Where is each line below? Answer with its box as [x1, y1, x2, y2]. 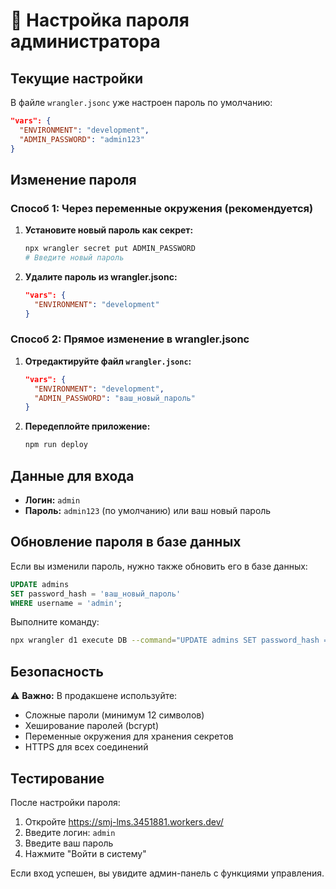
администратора [10, 30, 161, 53]
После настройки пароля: [10, 796, 121, 808]
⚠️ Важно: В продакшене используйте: [10, 690, 178, 702]
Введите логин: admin [24, 826, 116, 838]
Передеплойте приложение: [24, 420, 151, 433]
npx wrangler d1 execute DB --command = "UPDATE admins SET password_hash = [10, 635, 329, 646]
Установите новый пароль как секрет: [24, 224, 194, 236]
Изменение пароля [10, 171, 137, 188]
